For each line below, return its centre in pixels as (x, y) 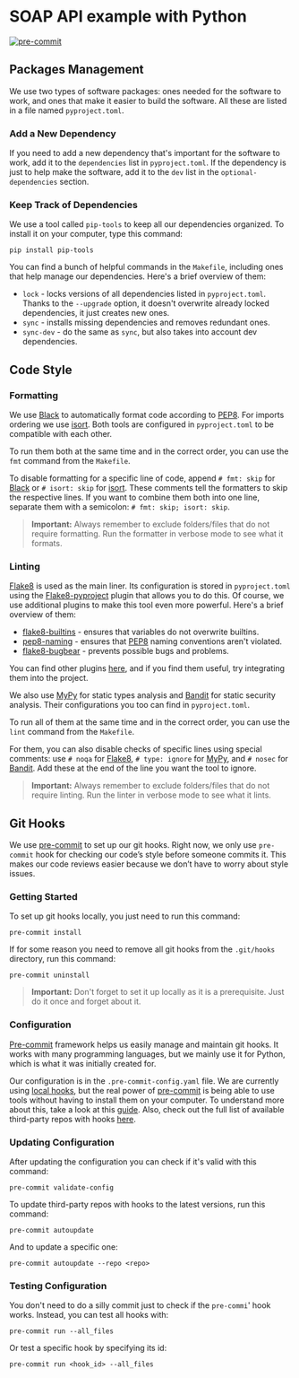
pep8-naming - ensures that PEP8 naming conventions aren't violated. (152, 641)
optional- (239, 173)
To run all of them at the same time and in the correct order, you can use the (150, 722)
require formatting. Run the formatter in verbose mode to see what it (157, 534)
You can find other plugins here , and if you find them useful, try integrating (147, 668)
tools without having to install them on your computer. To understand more (147, 1100)
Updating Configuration (62, 1142)
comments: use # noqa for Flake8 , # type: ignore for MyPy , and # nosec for (149, 759)
